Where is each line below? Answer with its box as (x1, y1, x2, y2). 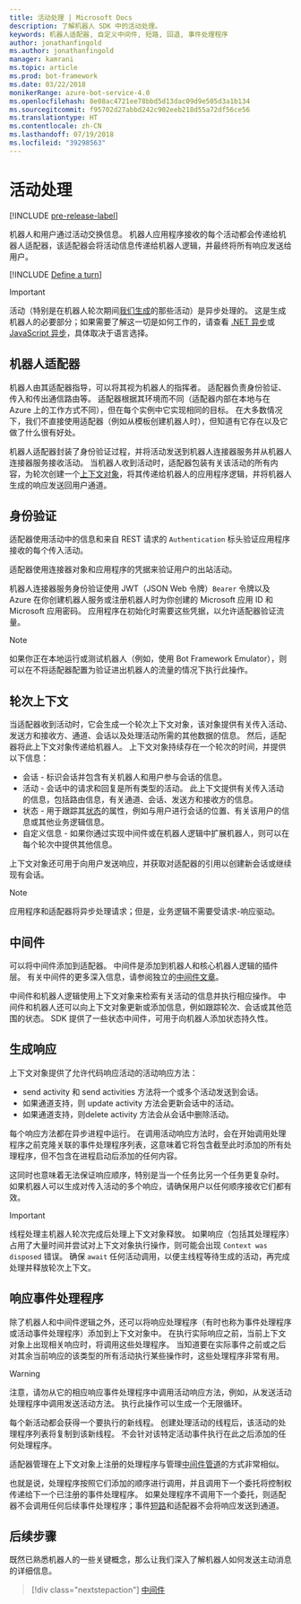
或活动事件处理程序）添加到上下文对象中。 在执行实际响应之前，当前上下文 (9, 1327, 287, 1338)
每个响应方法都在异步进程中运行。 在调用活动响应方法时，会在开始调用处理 (9, 1128, 287, 1139)
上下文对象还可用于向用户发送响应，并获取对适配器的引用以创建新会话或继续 (9, 859, 292, 869)
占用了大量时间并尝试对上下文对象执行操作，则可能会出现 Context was (9, 1239, 268, 1250)
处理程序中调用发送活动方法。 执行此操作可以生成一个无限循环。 (9, 1397, 247, 1408)
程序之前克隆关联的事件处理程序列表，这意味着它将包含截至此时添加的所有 (9, 1139, 284, 1150)
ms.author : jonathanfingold (9, 47, 115, 56)
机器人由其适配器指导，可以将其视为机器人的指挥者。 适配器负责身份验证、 (9, 382, 287, 392)
